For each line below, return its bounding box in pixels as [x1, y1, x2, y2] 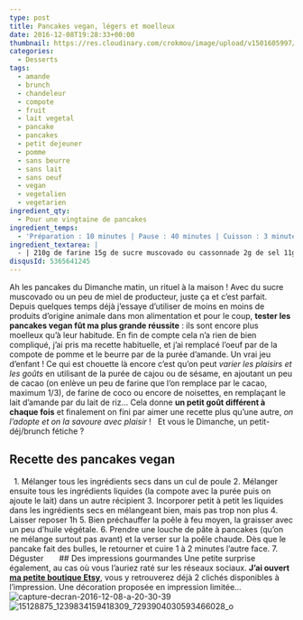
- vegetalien [17, 190, 67, 199]
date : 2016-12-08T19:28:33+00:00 [9, 30, 135, 39]
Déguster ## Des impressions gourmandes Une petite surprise [9, 552, 256, 563]
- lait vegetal [17, 114, 75, 123]
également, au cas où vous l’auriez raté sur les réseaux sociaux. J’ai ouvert [9, 562, 290, 573]
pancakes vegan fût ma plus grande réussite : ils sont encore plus [9, 320, 259, 331]
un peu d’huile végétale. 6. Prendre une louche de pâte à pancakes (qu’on [9, 523, 284, 534]
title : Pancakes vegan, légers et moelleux [9, 22, 176, 31]
